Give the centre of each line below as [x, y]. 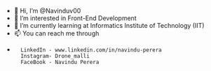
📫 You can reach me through [56, 33]
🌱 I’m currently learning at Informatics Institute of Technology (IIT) [109, 25]
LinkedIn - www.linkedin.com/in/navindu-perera [91, 50]
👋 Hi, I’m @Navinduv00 [47, 11]
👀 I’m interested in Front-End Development [75, 18]
